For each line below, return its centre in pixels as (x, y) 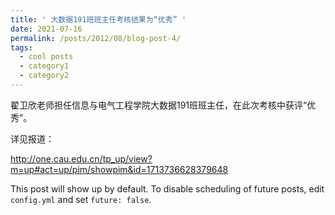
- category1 (44, 66)
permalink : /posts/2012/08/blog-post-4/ (96, 38)
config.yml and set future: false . (81, 199)
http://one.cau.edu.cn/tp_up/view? (81, 158)
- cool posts (46, 57)
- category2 (44, 76)
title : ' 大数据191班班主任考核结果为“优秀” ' (98, 19)
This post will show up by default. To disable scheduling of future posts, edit (167, 188)
